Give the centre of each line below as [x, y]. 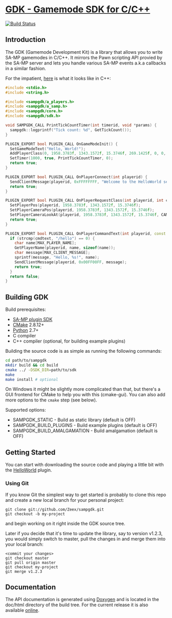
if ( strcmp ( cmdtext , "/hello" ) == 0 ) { [52, 238]
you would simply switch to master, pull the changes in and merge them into [85, 539]
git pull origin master [31, 562]
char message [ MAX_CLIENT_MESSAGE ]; [52, 253]
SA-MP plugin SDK [33, 319]
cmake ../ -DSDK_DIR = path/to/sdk [41, 370]
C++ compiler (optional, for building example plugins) [69, 341]
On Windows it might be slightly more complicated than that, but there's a [83, 389]
